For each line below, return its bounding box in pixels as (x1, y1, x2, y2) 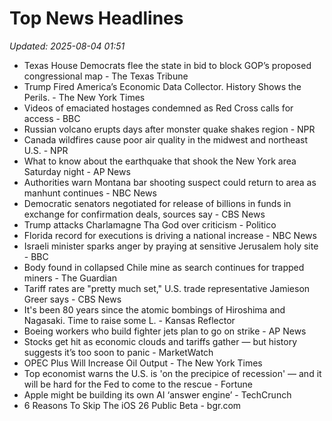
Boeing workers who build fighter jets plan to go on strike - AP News (23, 325, 307, 337)
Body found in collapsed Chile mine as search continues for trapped (23, 261, 305, 273)
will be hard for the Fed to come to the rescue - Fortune (23, 378, 253, 390)
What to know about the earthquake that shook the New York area (23, 155, 297, 167)
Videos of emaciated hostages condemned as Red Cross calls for (23, 102, 294, 114)
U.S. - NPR (23, 144, 69, 156)
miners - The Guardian (23, 272, 117, 284)
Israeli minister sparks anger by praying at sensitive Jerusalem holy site (23, 240, 319, 252)
